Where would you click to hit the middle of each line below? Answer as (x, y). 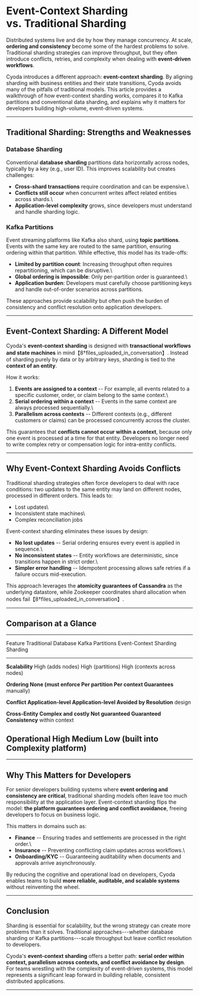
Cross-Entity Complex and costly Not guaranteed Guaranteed (84, 714)
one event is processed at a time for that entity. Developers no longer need (97, 438)
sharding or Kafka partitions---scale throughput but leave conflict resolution (99, 938)
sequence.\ (28, 549)
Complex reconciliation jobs (49, 519)
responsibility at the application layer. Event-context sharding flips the (91, 802)
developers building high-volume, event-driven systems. (75, 108)
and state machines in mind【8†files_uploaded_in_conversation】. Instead (97, 353)
